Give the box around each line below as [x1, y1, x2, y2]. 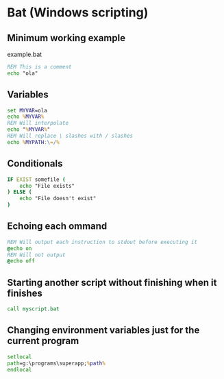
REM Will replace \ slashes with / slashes [7, 132, 134, 140]
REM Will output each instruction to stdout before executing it [7, 239, 197, 245]
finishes [7, 287, 43, 299]
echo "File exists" [19, 182, 75, 189]
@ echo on [7, 245, 32, 252]
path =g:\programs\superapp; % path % [7, 360, 106, 367]
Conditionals [7, 158, 63, 169]
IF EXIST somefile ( [7, 176, 66, 183]
